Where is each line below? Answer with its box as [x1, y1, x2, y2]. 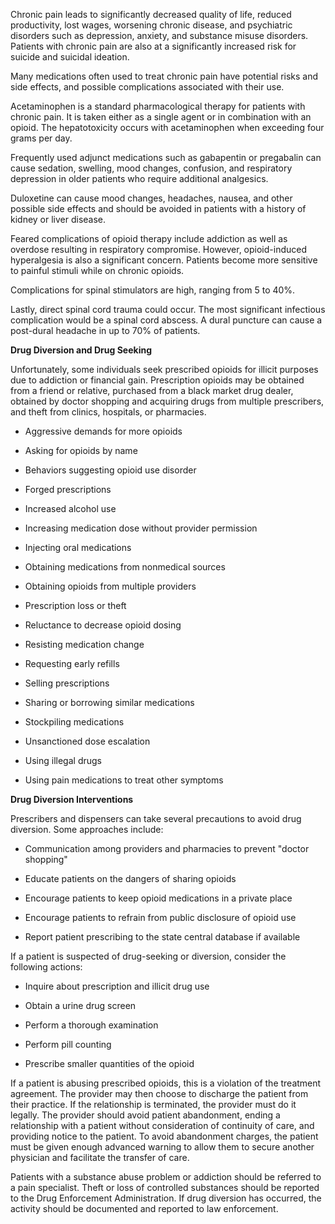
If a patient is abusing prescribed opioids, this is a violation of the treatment [10, 1077, 322, 1089]
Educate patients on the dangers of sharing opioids [24, 873, 237, 884]
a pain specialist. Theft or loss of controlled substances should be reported [10, 1182, 320, 1193]
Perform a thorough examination [24, 1019, 159, 1031]
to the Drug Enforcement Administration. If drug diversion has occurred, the [10, 1192, 322, 1204]
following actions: [10, 961, 83, 973]
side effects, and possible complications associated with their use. [10, 81, 285, 93]
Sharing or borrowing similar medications [24, 697, 195, 708]
